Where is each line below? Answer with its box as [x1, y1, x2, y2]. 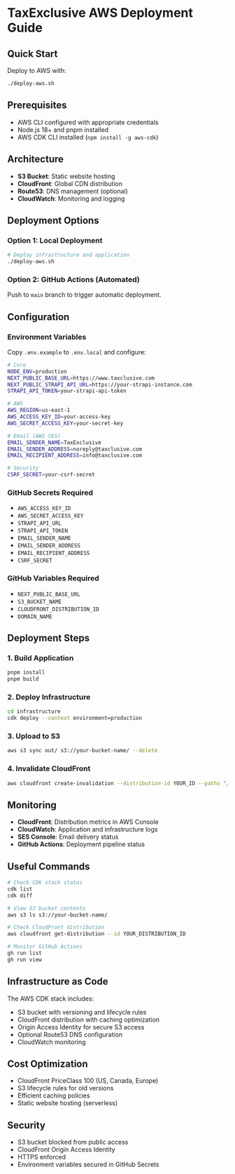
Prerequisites [7, 100, 67, 112]
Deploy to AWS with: [7, 67, 66, 74]
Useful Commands [7, 860, 90, 872]
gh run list [7, 949, 42, 957]
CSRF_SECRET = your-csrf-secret [7, 472, 96, 479]
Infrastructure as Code [7, 975, 108, 987]
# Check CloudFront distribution [7, 924, 105, 931]
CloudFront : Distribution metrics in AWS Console [17, 818, 159, 826]
